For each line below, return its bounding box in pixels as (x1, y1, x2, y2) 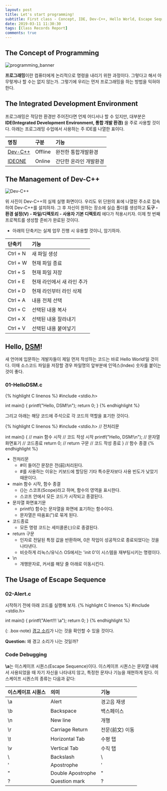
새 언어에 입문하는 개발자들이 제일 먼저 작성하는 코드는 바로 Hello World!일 (5, 356, 150, 362)
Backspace (50, 707, 77, 714)
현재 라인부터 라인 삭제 (31, 288, 82, 295)
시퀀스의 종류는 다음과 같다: (22, 676, 76, 681)
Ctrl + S (7, 269, 26, 276)
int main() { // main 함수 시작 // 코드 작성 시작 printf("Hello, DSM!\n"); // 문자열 (5, 434, 161, 440)
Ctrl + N (7, 250, 26, 257)
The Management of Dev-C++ (5, 175, 100, 184)
